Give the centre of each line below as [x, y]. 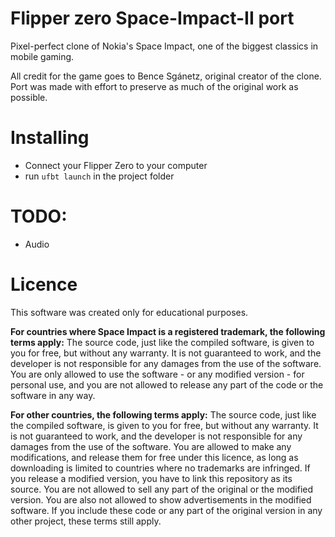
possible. [29, 97]
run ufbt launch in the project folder [99, 176]
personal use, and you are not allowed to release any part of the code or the [167, 384]
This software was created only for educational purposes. [129, 312]
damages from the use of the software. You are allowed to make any [151, 446]
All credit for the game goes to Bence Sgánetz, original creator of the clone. [166, 76]
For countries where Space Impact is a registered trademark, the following [168, 331]
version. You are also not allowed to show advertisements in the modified [161, 499]
